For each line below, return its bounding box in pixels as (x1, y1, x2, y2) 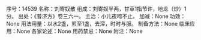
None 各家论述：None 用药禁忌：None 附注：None (16, 27, 143, 35)
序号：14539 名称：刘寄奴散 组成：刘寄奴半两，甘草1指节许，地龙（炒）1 (6, 5, 187, 12)
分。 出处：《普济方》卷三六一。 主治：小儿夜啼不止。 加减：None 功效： (6, 13, 186, 20)
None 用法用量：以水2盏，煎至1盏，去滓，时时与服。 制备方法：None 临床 (6, 20, 190, 27)
